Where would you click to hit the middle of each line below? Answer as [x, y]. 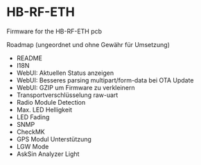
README [29, 58]
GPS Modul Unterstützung [54, 139]
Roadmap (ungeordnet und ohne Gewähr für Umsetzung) [88, 44]
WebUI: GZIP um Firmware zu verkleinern [76, 87]
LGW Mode [33, 146]
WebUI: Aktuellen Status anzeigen [65, 73]
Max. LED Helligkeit [44, 110]
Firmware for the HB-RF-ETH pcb [54, 31]
